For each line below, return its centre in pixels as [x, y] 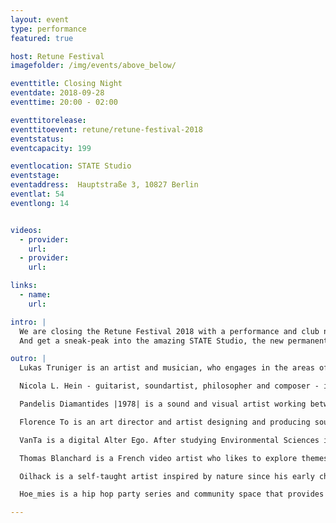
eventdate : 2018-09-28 [57, 93]
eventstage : [35, 176]
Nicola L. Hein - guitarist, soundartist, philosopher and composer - [169, 386]
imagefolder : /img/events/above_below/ [93, 66]
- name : [35, 295]
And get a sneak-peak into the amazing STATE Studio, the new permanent [174, 341]
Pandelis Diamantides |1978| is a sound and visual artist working [163, 404]
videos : [26, 230]
